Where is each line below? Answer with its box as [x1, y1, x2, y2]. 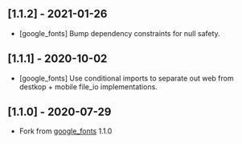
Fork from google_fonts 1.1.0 [18, 126, 113, 136]
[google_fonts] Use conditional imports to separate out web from [18, 73, 234, 83]
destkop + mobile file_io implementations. [18, 81, 158, 92]
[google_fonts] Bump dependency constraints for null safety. [18, 28, 220, 38]
